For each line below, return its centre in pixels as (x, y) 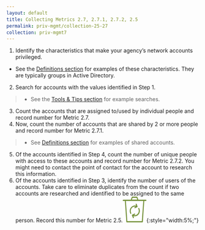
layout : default (27, 13)
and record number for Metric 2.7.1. (59, 131)
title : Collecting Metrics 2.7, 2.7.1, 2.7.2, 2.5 (72, 19)
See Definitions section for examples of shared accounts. (103, 143)
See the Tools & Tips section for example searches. (95, 99)
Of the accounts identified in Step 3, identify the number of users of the (105, 180)
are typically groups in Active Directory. (65, 75)
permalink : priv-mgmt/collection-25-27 (57, 26)
